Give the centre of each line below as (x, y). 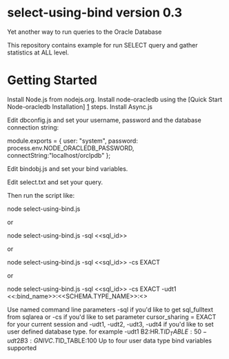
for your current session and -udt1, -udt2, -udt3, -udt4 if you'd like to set (110, 324)
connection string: (33, 127)
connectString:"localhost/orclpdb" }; (59, 155)
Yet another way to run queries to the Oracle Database (84, 32)
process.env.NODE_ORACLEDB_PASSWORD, (71, 148)
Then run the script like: (41, 195)
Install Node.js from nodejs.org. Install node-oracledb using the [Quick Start (115, 99)
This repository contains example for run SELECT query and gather (102, 45)
